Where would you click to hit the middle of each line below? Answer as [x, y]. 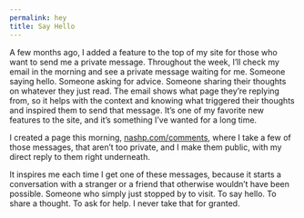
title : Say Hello [42, 26]
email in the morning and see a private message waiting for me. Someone [147, 71]
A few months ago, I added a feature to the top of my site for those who [143, 52]
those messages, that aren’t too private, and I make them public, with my [146, 147]
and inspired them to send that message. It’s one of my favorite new [137, 110]
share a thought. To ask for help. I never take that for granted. [125, 203]
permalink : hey [38, 18]
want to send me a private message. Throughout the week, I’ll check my [145, 62]
